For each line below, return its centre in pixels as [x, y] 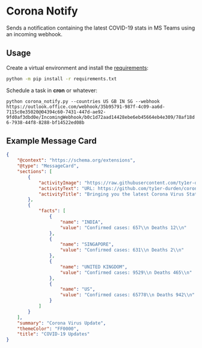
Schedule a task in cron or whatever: [52, 90]
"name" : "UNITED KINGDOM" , [94, 267]
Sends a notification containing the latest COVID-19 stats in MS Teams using [101, 28]
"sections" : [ [35, 172]
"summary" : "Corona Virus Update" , [62, 323]
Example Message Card [52, 141]
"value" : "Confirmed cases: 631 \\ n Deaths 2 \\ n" [122, 250]
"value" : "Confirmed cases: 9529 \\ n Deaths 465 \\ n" [126, 273]
